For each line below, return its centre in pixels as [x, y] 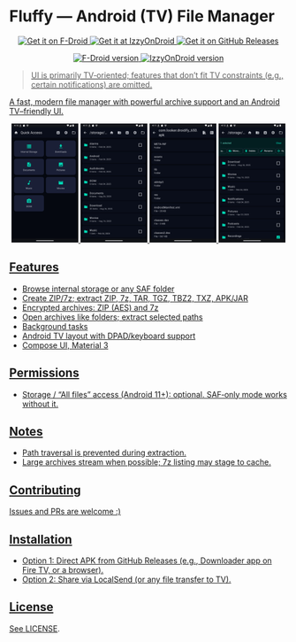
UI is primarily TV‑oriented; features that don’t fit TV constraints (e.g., [157, 75]
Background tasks [55, 326]
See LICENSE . [34, 628]
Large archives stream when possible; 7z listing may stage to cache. [146, 462]
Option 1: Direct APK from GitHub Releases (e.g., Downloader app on [147, 561]
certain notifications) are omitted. [91, 84]
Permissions [44, 373]
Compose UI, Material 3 [65, 345]
